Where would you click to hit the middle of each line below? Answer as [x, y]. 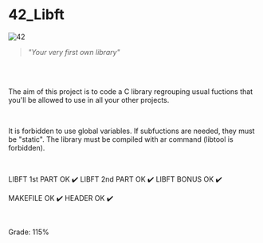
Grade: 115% [29, 232]
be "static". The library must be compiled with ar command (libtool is [121, 139]
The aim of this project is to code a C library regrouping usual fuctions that [131, 91]
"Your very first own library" [74, 52]
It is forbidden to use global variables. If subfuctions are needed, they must [131, 131]
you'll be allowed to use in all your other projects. [89, 100]
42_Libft [37, 15]
